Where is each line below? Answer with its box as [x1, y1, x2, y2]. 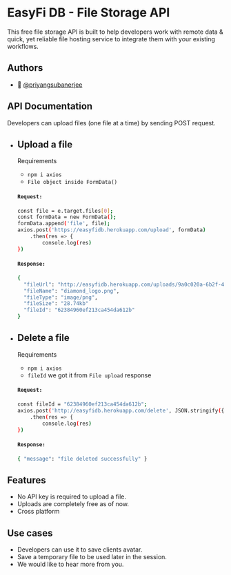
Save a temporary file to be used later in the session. [17, 553, 168, 561]
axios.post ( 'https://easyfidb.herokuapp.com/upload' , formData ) [17, 227, 206, 233]
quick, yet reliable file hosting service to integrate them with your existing [7, 34, 216, 43]
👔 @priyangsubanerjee [17, 81, 83, 89]
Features [7, 474, 46, 486]
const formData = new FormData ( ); [17, 213, 117, 221]
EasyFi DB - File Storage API [7, 5, 170, 21]
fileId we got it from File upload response [27, 370, 152, 379]
